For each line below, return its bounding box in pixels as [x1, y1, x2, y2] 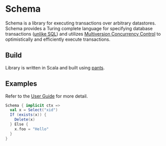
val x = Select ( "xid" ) [10, 108, 58, 113]
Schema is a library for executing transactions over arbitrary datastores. [5, 20, 156, 26]
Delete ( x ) [14, 117, 36, 123]
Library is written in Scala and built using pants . [5, 64, 105, 70]
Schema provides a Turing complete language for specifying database [5, 25, 153, 31]
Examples [5, 80, 37, 88]
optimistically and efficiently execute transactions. [5, 36, 110, 42]
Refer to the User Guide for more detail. [5, 93, 88, 99]
